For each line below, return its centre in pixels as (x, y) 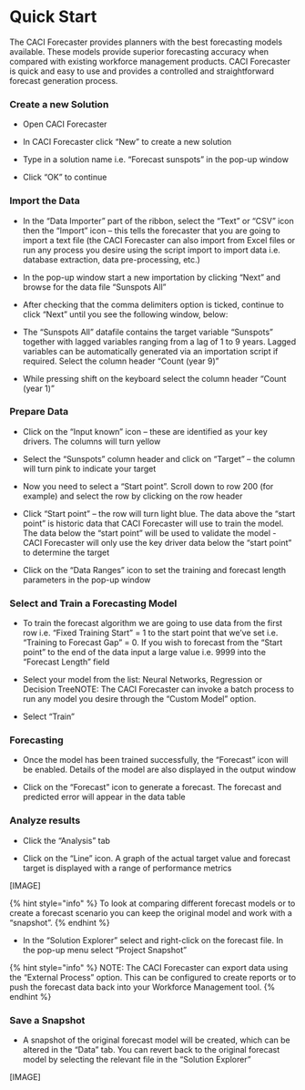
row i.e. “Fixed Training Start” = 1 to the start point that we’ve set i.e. (150, 633)
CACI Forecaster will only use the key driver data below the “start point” (157, 542)
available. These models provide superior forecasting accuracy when (139, 51)
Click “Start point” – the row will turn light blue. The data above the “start (159, 513)
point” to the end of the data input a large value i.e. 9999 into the (144, 653)
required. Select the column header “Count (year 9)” (121, 361)
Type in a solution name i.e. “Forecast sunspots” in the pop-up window (156, 159)
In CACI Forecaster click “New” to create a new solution (127, 142)
